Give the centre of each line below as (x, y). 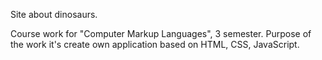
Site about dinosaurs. (54, 14)
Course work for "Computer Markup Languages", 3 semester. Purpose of (161, 33)
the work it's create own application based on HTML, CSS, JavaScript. (155, 44)
